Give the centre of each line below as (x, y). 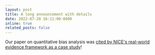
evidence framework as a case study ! (43, 47)
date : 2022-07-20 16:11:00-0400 (39, 19)
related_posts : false (28, 28)
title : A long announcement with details (49, 14)
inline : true (19, 23)
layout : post (19, 10)
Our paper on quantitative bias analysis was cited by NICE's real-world (77, 42)
